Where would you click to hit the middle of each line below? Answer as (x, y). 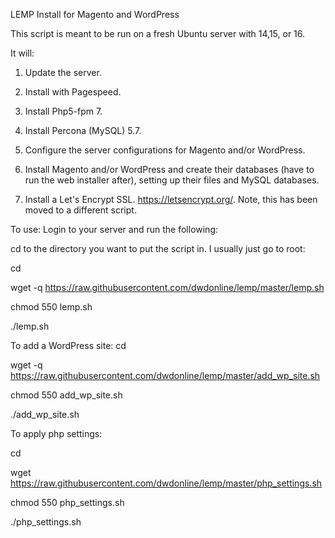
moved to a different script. (80, 210)
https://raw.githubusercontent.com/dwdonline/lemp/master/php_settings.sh (166, 483)
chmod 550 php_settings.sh (67, 502)
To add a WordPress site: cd (68, 345)
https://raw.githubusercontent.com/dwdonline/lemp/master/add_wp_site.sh (165, 375)
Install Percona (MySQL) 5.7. (83, 130)
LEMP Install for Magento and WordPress (95, 14)
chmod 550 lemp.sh (51, 307)
